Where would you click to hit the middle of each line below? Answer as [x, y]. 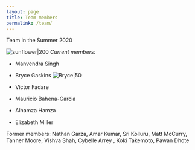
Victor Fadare [32, 87]
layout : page [23, 12]
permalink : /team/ [29, 23]
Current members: [73, 52]
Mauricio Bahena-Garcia [45, 99]
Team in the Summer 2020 [39, 41]
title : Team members [32, 18]
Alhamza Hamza [35, 111]
